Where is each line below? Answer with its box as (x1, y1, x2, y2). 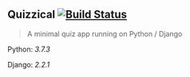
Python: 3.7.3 (7, 44, 51, 54)
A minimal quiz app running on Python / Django (26, 29, 183, 38)
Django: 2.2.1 (7, 60, 50, 69)
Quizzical (7, 8, 56, 21)
